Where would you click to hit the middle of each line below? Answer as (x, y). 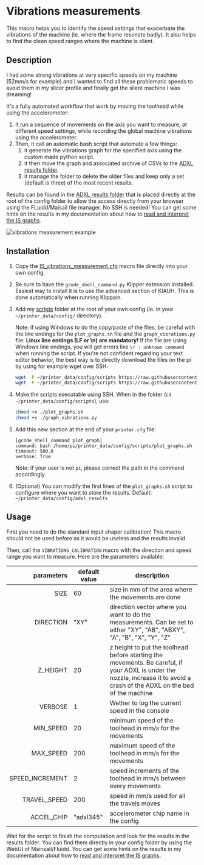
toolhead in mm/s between (148, 778)
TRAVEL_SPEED (45, 799)
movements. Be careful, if (146, 662)
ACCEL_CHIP (49, 817)
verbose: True (33, 457)
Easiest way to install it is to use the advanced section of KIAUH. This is (104, 291)
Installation (28, 251)
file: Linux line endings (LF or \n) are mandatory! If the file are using (101, 340)
